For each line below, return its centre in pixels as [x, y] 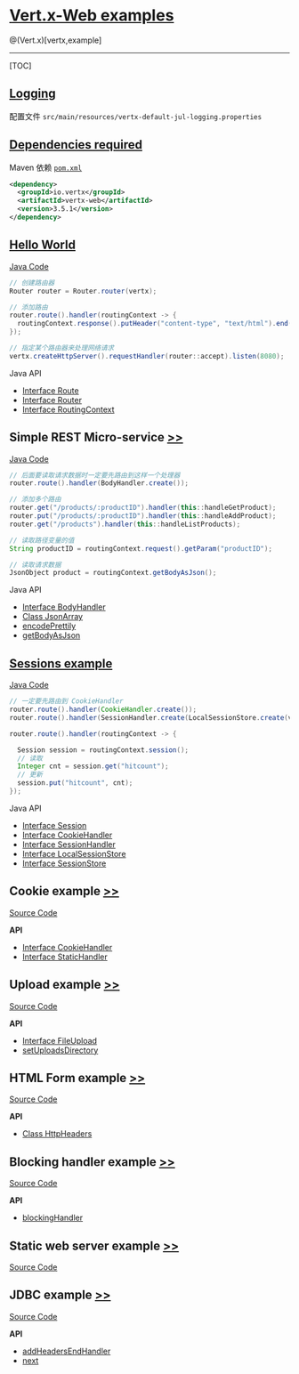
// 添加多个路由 [35, 499]
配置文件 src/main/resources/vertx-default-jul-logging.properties [136, 116]
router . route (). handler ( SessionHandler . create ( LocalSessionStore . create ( [149, 717]
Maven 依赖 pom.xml [46, 167]
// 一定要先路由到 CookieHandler [66, 701]
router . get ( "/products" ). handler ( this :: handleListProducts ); [125, 524]
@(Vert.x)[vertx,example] [56, 40]
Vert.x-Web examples [92, 16]
